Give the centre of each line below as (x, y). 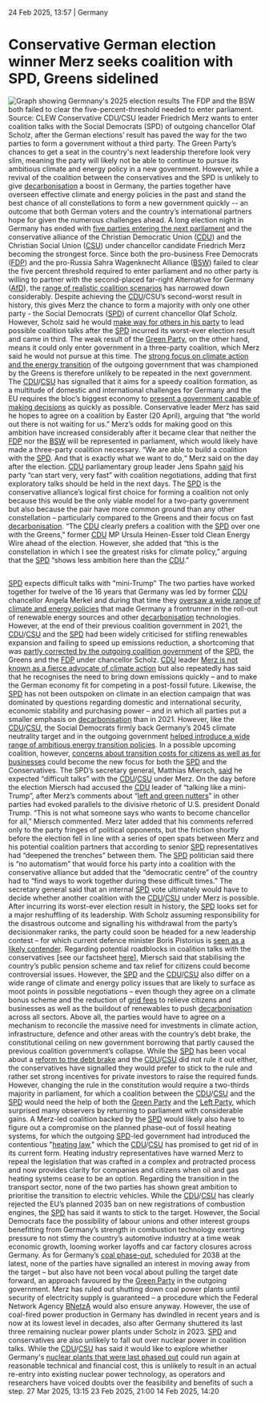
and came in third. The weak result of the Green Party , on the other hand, (129, 339)
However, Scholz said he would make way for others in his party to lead (126, 322)
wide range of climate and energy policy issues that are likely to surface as (132, 983)
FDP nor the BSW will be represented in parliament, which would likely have (133, 441)
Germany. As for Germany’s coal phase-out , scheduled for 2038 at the (124, 1255)
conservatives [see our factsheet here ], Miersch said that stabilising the (127, 957)
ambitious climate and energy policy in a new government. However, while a (134, 169)
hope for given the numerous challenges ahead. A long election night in (126, 219)
